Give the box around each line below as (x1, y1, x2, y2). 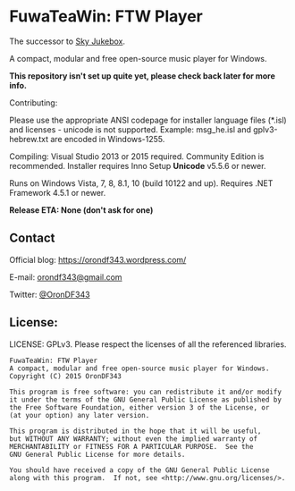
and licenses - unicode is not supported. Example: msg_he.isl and (9, 123, 252, 135)
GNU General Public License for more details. (9, 450, 186, 459)
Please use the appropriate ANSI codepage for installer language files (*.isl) (9, 114, 288, 125)
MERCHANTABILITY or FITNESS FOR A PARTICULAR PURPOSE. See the (9, 442, 254, 451)
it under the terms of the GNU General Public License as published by (9, 395, 282, 404)
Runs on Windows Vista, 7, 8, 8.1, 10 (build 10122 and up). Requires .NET (9, 177, 274, 189)
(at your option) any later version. (9, 411, 150, 419)
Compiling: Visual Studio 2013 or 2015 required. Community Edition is (9, 150, 265, 162)
